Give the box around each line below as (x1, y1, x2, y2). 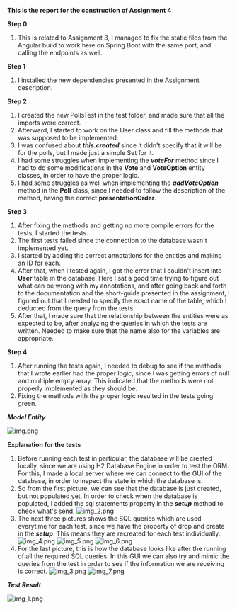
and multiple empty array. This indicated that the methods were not (17, 377, 214, 385)
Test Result (7, 581, 41, 589)
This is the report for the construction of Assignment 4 (7, 6, 172, 14)
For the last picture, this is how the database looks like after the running (17, 545, 226, 553)
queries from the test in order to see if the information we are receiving (17, 560, 225, 567)
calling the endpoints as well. (17, 49, 103, 57)
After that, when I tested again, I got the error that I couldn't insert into (17, 266, 222, 275)
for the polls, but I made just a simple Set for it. (17, 149, 154, 157)
